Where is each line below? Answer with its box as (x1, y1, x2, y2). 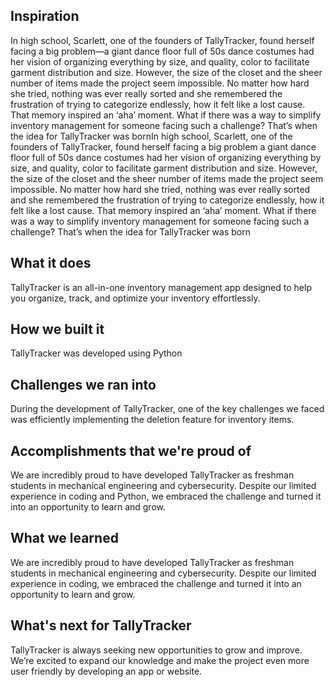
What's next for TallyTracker (10, 617, 192, 634)
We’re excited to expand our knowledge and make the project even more (10, 654, 310, 666)
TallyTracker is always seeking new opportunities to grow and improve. (10, 644, 303, 656)
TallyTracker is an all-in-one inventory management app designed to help (10, 281, 312, 293)
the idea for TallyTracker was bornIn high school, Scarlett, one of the (10, 130, 293, 142)
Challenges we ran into (10, 376, 157, 393)
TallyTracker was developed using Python (10, 347, 183, 359)
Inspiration (10, 8, 80, 25)
